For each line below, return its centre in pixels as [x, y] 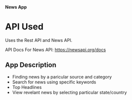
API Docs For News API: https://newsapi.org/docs [55, 50]
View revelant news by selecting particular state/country [69, 92]
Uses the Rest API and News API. [39, 40]
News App [16, 7]
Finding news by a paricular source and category [62, 77]
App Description [31, 65]
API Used [24, 27]
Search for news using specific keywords [54, 82]
